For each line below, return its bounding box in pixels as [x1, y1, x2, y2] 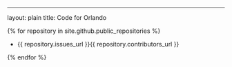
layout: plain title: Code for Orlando [7, 14, 107, 21]
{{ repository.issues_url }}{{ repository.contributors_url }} [17, 40, 180, 48]
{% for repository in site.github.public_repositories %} [7, 27, 161, 35]
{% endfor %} [7, 53, 47, 62]
